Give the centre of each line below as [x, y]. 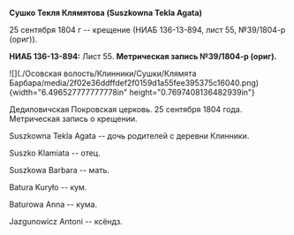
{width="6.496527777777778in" [68, 92]
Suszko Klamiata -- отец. [55, 153]
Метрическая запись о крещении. [73, 119]
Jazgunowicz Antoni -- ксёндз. [66, 221]
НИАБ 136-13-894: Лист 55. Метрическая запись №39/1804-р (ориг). [143, 56]
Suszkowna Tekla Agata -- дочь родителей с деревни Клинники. [129, 136]
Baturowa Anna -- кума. [53, 204]
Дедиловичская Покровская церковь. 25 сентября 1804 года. [126, 109]
